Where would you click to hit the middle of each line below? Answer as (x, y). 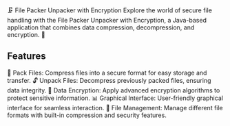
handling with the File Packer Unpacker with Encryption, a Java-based (107, 20)
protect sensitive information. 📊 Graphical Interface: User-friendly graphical (115, 98)
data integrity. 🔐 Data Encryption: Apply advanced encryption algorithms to (114, 90)
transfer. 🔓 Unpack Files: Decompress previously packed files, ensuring (109, 80)
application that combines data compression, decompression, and (101, 27)
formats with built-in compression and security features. (87, 115)
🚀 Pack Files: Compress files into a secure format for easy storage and (107, 73)
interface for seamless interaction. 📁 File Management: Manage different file (115, 108)
